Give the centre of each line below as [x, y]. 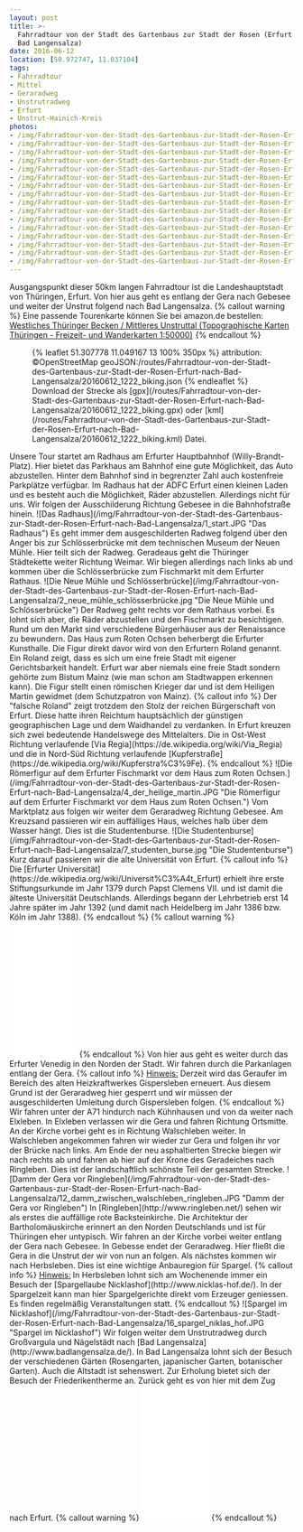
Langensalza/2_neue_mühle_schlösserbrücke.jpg [101, 600]
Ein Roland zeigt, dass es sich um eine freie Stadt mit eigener [123, 658]
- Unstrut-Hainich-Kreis [56, 118]
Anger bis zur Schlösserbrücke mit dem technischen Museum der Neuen [145, 542]
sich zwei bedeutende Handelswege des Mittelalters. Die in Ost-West [138, 734]
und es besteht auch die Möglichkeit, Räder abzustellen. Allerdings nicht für [150, 495]
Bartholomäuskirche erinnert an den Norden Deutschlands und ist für [138, 1227]
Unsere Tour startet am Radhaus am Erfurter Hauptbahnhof [119, 456]
